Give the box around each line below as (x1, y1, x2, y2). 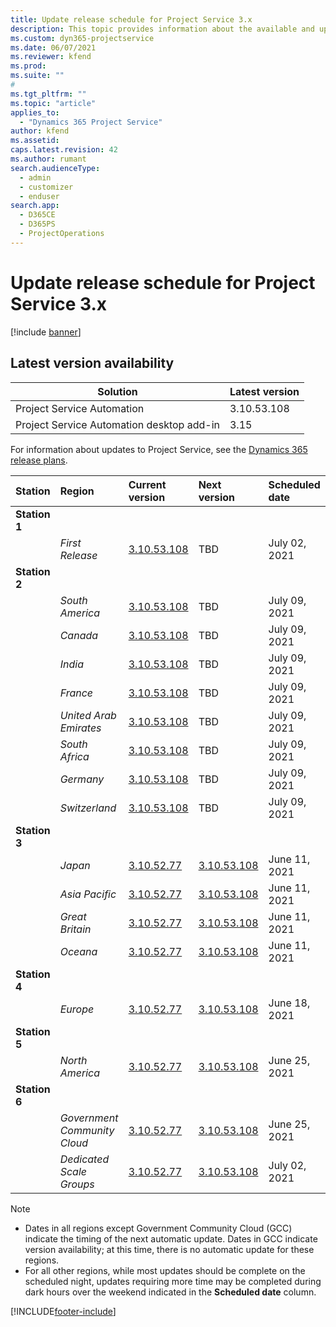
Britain (59, 922, 92, 936)
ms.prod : (10, 61, 47, 71)
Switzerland (59, 801, 117, 815)
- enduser (19, 191, 60, 201)
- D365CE (19, 210, 56, 220)
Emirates (59, 721, 102, 735)
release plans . (10, 454, 68, 466)
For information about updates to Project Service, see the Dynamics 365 (10, 443, 308, 455)
